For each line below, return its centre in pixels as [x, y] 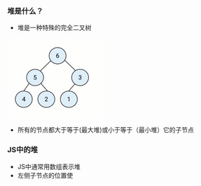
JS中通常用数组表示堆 [49, 166]
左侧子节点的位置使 [45, 175]
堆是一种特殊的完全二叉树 [54, 28]
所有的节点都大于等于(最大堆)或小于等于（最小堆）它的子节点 [106, 130]
